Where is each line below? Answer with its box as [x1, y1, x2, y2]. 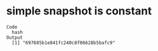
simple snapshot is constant [6, 4, 152, 18]
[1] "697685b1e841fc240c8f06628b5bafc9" [12, 40, 115, 46]
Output [6, 34, 23, 40]
